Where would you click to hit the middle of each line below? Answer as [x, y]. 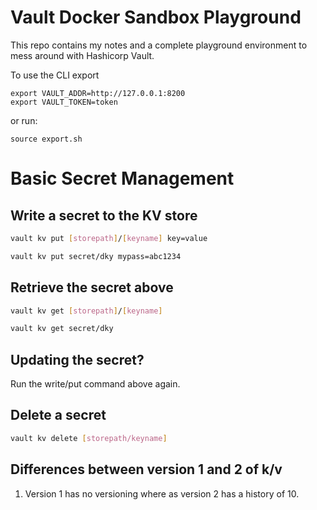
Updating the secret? [77, 359]
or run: [24, 120]
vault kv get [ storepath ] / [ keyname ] [86, 311]
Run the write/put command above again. [95, 384]
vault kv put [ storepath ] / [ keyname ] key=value [109, 238]
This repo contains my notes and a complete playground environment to [159, 45]
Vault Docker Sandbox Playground [156, 17]
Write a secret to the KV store [104, 215]
